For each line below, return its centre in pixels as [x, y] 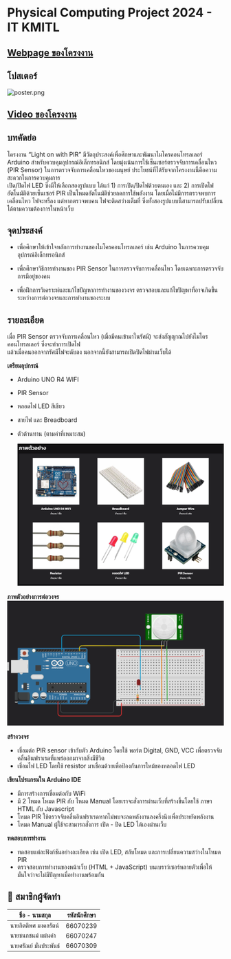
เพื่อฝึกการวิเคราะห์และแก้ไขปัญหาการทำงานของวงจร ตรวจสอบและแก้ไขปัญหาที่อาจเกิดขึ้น [117, 290]
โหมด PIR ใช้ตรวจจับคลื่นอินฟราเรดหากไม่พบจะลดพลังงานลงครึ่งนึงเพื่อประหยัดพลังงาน [115, 816]
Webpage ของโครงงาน [50, 53]
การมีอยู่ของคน [33, 276]
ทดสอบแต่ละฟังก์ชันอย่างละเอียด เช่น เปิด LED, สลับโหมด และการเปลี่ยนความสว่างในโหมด [119, 852]
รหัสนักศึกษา [81, 915]
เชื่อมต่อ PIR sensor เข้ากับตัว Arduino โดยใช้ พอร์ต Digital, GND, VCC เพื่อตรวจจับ [120, 750]
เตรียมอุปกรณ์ [23, 366]
